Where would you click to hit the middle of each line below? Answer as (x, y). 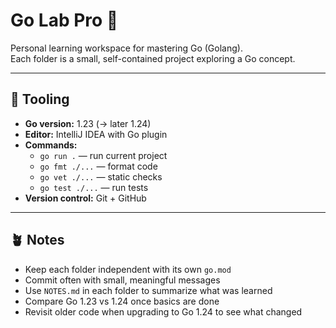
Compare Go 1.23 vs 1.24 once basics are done (122, 301)
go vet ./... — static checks (101, 176)
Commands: (51, 145)
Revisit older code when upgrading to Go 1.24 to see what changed (163, 311)
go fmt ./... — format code (98, 166)
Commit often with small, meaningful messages (122, 280)
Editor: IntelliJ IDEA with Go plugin (96, 134)
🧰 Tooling (40, 99)
